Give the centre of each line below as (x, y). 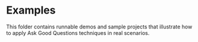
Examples (31, 10)
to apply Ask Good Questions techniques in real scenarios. (78, 33)
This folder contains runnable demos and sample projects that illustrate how (99, 27)
